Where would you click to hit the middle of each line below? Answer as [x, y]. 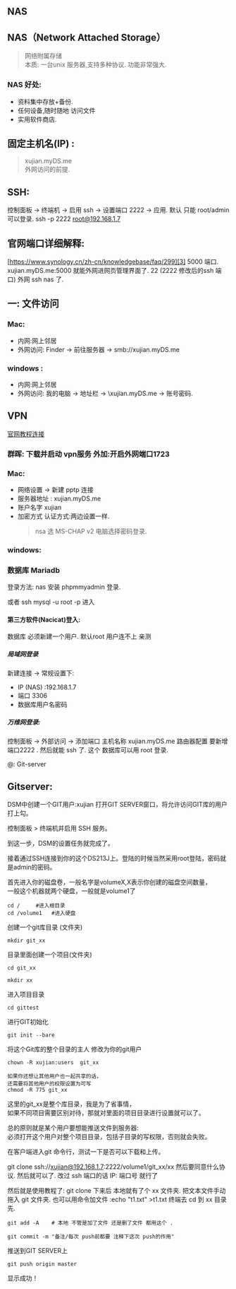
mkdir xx [20, 981]
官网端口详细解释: [46, 243]
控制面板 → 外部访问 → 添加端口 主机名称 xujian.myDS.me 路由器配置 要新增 [118, 741]
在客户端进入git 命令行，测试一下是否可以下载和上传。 [86, 1152]
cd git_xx [22, 968]
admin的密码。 [35, 867]
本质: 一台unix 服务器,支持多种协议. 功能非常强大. [95, 65]
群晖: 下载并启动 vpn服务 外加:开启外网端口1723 [89, 454]
